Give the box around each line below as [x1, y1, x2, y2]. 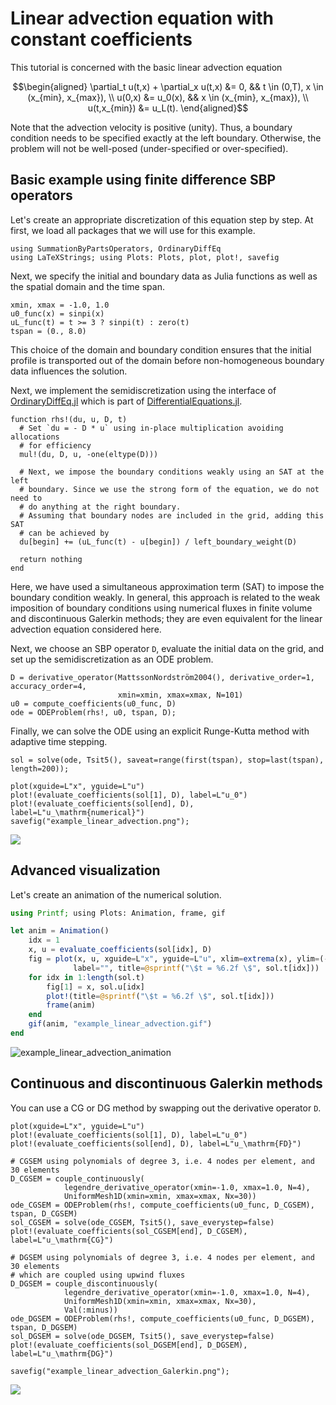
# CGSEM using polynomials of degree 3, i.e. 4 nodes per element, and [10, 1156, 315, 1166]
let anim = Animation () [10, 926, 110, 936]
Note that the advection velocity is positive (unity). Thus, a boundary [10, 121, 293, 133]
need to [10, 493, 43, 503]
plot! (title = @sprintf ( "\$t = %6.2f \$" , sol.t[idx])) [46, 991, 275, 1001]
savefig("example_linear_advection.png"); [10, 816, 190, 826]
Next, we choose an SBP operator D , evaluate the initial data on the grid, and [10, 642, 325, 654]
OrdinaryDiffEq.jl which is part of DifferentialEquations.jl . [10, 395, 243, 407]
